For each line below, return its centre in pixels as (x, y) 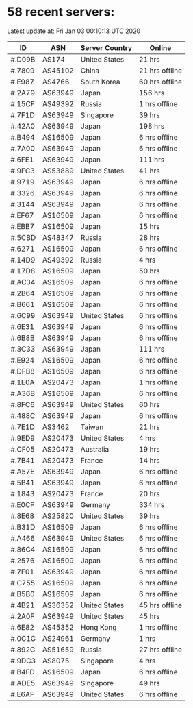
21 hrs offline (161, 71)
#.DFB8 (23, 371)
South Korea (100, 82)
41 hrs (150, 171)
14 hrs (150, 460)
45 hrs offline (161, 605)
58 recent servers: (61, 12)
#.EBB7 (23, 226)
